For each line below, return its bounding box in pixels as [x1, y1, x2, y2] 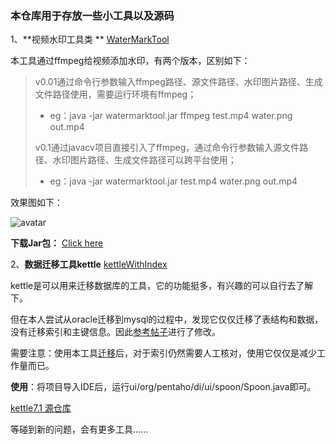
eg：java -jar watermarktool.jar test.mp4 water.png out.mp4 [49, 175, 298, 187]
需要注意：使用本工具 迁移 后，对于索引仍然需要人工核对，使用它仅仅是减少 [10, 347, 317, 359]
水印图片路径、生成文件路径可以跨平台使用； [52, 154, 237, 166]
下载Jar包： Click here [10, 237, 104, 249]
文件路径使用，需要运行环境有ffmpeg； [34, 88, 197, 101]
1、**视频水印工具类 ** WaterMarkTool [10, 33, 170, 46]
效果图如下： [10, 197, 63, 209]
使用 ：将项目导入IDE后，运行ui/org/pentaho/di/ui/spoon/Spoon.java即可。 [10, 381, 317, 393]
